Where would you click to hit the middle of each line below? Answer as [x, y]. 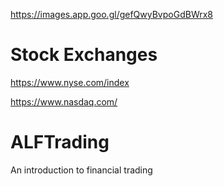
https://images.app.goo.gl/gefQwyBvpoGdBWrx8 [111, 14]
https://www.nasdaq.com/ [64, 101]
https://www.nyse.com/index [70, 82]
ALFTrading [60, 142]
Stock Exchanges [84, 55]
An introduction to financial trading [81, 170]
